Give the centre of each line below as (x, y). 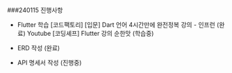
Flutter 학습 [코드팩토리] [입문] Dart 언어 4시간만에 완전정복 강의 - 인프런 (116, 25)
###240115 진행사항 (35, 10)
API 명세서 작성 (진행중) (49, 63)
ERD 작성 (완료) (39, 48)
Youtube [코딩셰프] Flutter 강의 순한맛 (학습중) (90, 33)
